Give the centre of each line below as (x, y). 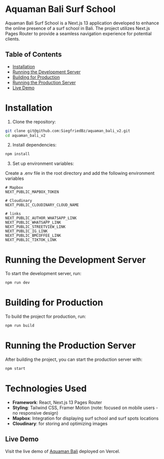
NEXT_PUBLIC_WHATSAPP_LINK (33, 223)
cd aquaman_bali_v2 (25, 136)
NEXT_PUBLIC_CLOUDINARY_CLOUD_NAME (42, 205)
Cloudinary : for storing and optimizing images (60, 423)
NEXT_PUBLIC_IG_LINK (27, 231)
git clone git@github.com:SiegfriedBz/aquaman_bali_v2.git (68, 131)
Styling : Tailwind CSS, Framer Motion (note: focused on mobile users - (85, 408)
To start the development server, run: (43, 274)
